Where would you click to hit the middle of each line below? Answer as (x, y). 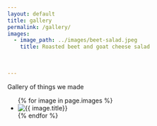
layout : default (31, 14)
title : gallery (30, 21)
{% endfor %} (38, 115)
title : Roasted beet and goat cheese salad (85, 47)
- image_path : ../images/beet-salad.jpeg (76, 40)
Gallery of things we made (46, 86)
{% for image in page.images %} (65, 101)
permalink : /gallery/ (39, 27)
